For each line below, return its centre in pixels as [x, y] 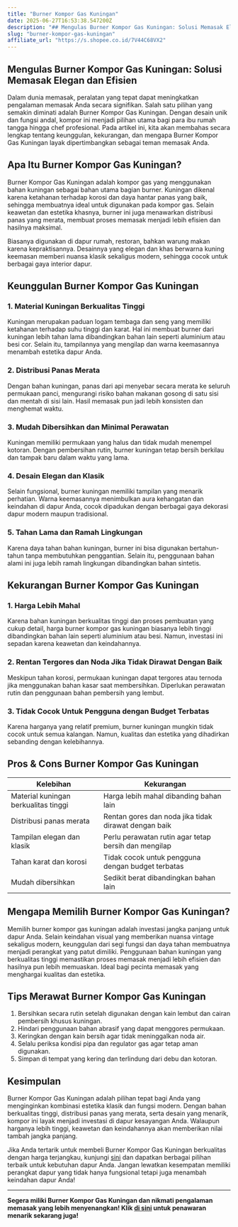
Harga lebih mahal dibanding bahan [163, 796]
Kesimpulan [34, 1081]
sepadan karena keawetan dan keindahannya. [74, 644]
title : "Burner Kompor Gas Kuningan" [63, 14]
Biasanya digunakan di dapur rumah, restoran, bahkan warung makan [109, 241]
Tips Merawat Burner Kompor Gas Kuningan [107, 996]
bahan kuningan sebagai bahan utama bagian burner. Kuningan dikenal [111, 190]
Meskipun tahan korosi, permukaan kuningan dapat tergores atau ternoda [115, 677]
